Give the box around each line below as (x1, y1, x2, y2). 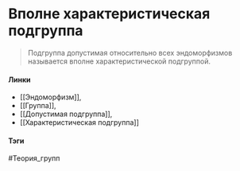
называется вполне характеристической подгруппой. (27, 56, 211, 66)
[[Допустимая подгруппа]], (19, 109, 113, 119)
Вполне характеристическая (8, 5, 211, 23)
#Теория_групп (8, 154, 60, 163)
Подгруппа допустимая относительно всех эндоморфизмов (27, 48, 233, 57)
